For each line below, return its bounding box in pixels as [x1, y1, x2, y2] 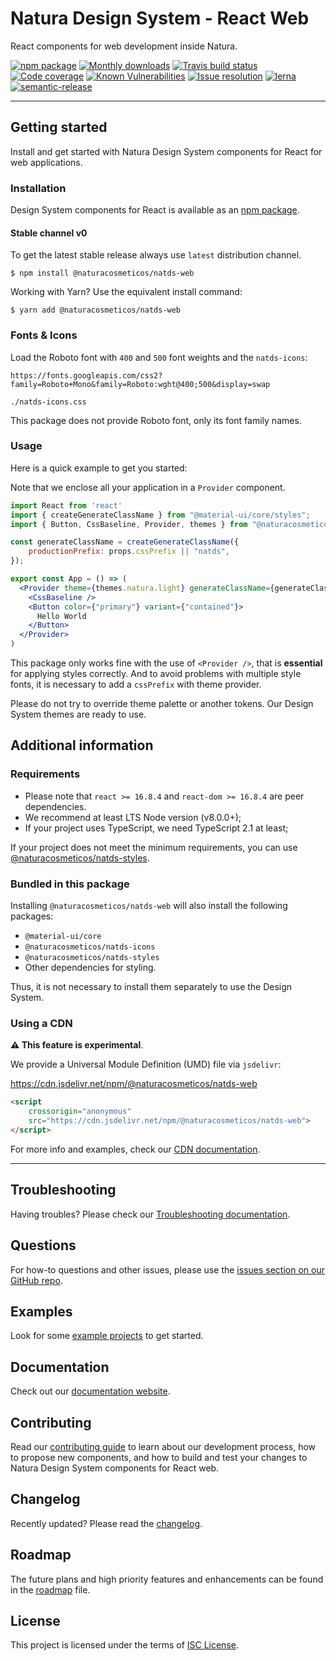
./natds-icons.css [10, 397, 87, 407]
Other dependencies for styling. [24, 962, 157, 974]
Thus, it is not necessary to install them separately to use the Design [10, 981, 293, 993]
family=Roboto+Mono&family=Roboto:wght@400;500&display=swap [10, 379, 271, 389]
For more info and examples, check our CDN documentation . [10, 1143, 261, 1155]
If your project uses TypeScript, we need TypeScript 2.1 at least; [24, 822, 289, 834]
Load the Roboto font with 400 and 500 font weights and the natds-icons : [10, 351, 308, 363]
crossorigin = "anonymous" [28, 1107, 132, 1117]
